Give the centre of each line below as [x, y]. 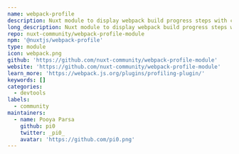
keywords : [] [27, 80]
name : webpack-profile [41, 14]
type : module [27, 47]
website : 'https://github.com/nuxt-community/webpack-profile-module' [114, 67]
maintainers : [27, 113]
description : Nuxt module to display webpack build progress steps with [117, 21]
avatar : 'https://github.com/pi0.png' [78, 139]
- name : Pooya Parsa [44, 119]
